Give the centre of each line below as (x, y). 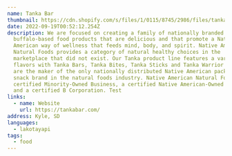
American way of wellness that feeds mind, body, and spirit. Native (115, 46)
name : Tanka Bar (30, 13)
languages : (23, 123)
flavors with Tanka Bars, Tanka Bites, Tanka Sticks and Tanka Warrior (119, 65)
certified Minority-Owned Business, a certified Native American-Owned (119, 84)
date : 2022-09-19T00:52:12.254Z (54, 26)
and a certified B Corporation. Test (68, 90)
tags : (15, 135)
